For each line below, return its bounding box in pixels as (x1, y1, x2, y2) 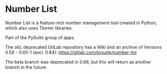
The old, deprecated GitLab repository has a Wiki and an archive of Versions (5, 44, 162, 50)
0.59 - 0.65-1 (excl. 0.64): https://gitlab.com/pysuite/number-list (5, 49, 137, 55)
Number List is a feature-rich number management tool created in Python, (5, 20, 158, 26)
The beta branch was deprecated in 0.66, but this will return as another (5, 59, 151, 65)
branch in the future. (5, 64, 47, 70)
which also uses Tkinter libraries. (5, 25, 73, 31)
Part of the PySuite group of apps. (5, 35, 76, 40)
